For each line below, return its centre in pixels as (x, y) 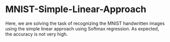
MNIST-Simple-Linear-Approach (76, 9)
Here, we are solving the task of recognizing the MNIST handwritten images (85, 23)
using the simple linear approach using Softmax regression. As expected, (82, 28)
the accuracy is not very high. (37, 34)
